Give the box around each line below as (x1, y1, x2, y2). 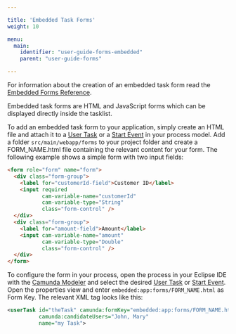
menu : (7, 36, 23, 43)
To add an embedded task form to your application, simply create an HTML (7, 123, 225, 131)
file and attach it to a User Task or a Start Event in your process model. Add (7, 131, 225, 139)
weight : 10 (7, 23, 39, 30)
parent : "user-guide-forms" (20, 56, 102, 63)
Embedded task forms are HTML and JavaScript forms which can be (7, 102, 206, 110)
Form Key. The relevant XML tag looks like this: (7, 293, 143, 302)
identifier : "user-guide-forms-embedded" (20, 49, 143, 56)
